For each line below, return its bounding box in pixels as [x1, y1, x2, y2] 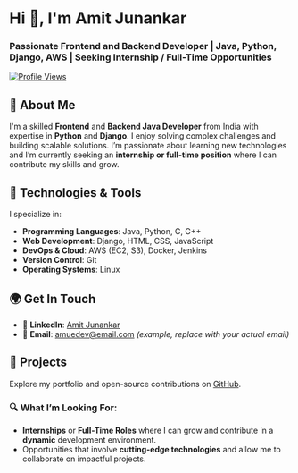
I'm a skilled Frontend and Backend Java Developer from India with [9, 121, 259, 132]
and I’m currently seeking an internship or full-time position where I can [9, 149, 277, 160]
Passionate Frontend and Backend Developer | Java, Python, [9, 40, 277, 53]
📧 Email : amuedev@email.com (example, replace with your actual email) [21, 328, 290, 339]
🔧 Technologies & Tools [9, 185, 142, 200]
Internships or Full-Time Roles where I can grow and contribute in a [21, 425, 274, 436]
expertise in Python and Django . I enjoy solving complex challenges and [9, 131, 277, 141]
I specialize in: [9, 209, 62, 220]
